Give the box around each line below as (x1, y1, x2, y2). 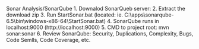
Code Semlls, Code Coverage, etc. (6, 37, 91, 43)
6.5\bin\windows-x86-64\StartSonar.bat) (6, 18, 106, 24)
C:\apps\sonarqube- (124, 11, 174, 18)
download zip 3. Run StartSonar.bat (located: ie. (6, 11, 124, 18)
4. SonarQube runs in (106, 18, 159, 24)
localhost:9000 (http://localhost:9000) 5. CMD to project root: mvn (6, 24, 169, 31)
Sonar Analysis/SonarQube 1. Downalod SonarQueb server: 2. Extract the (6, 5, 185, 12)
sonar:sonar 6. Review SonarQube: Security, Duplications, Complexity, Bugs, (6, 30, 194, 37)
